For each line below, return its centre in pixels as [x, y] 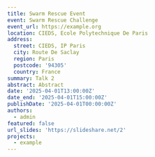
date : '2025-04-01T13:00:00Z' [51, 91]
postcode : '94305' [40, 65]
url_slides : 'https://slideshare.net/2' [67, 130]
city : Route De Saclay [46, 53]
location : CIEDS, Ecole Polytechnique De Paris [78, 33]
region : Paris [34, 59]
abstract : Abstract [36, 85]
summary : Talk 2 [31, 78]
